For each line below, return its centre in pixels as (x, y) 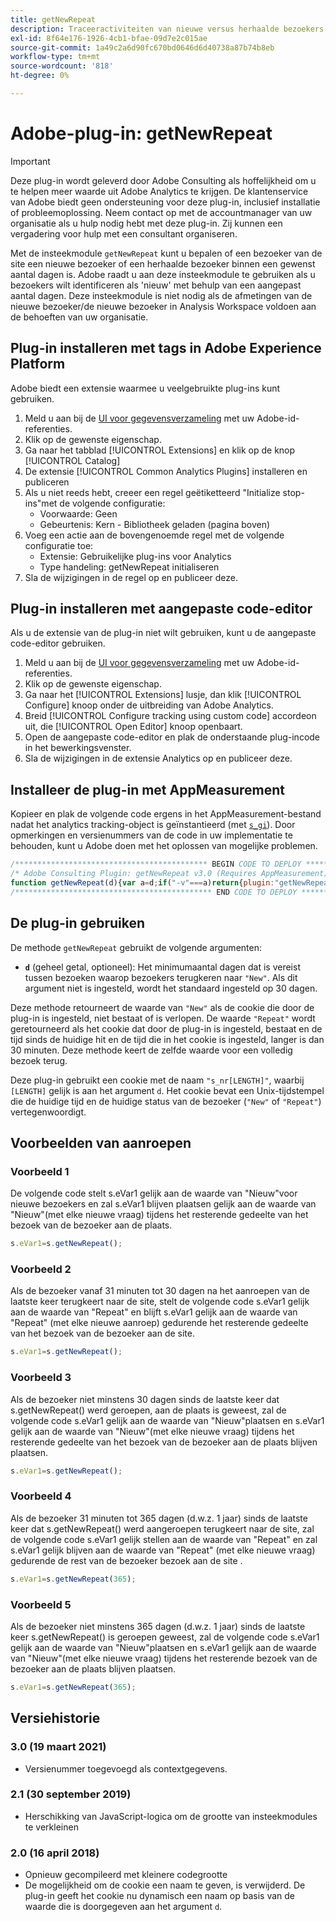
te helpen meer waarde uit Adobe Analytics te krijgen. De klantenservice (159, 191)
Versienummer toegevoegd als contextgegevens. (126, 1768)
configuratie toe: (59, 545)
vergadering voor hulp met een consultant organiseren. (124, 233)
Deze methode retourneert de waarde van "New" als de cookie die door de (162, 1007)
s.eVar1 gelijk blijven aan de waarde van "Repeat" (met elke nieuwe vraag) (163, 1550)
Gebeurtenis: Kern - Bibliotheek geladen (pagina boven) (155, 524)
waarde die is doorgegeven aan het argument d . (123, 1907)
